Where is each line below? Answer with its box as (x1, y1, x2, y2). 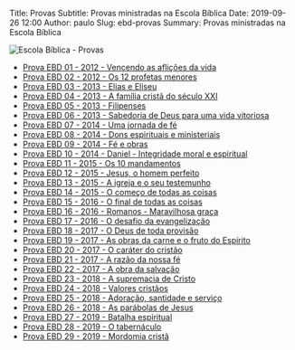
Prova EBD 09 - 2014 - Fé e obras (22, 139, 148, 149)
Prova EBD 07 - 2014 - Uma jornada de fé (22, 119, 178, 130)
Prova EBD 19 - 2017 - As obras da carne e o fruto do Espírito (22, 235, 251, 245)
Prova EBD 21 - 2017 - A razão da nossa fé (22, 254, 181, 265)
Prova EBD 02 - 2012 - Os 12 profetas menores (22, 71, 197, 82)
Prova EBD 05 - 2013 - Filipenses (22, 100, 147, 111)
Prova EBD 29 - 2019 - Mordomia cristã (22, 331, 169, 342)
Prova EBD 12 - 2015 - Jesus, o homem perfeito (22, 167, 200, 178)
